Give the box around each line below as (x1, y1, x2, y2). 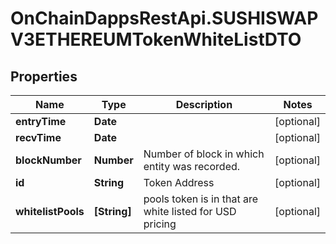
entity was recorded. (143, 160, 241, 173)
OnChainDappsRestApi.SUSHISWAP (10, 7, 319, 30)
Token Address (143, 176, 215, 189)
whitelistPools (15, 205, 85, 218)
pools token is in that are (143, 192, 259, 206)
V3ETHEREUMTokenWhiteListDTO (10, 28, 302, 51)
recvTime (15, 131, 62, 144)
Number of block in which (143, 147, 265, 161)
